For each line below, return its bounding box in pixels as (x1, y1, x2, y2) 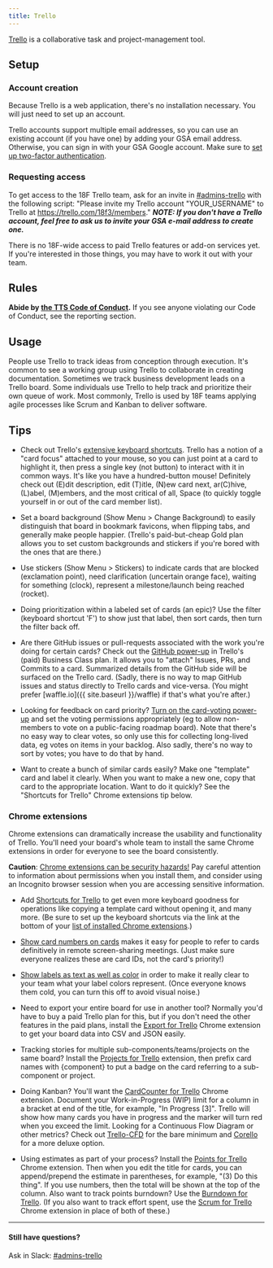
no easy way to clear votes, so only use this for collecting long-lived (19, 732, 249, 741)
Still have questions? (8, 1232, 81, 1242)
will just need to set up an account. (8, 109, 126, 119)
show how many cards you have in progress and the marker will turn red (19, 1113, 262, 1122)
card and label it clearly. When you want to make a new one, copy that (19, 773, 256, 783)
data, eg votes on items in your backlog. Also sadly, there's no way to (19, 740, 253, 750)
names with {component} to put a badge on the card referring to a (19, 1062, 242, 1072)
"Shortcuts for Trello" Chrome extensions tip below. (19, 790, 193, 800)
